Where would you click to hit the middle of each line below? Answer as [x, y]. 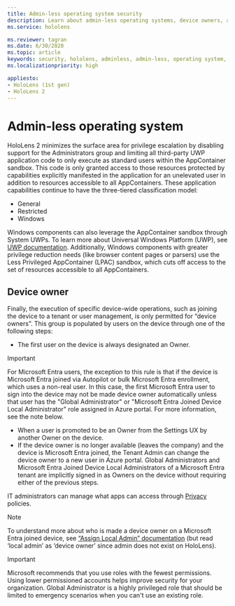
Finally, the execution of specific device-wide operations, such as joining [112, 309]
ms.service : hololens [39, 27]
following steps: [30, 331]
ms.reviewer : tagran [37, 39]
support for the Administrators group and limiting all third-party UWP [106, 153]
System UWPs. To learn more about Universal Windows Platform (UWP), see [117, 240]
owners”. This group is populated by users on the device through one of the [116, 324]
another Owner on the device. [60, 438]
